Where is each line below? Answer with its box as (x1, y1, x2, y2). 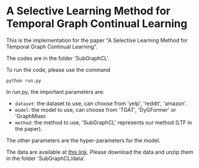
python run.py (6, 78, 42, 84)
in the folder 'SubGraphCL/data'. (6, 154, 86, 162)
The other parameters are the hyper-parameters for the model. (6, 136, 161, 144)
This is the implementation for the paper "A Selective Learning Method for (6, 36, 188, 44)
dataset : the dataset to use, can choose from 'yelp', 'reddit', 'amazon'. (14, 100, 187, 107)
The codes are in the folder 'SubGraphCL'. (6, 54, 110, 62)
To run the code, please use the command (6, 66, 111, 73)
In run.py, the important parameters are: (6, 88, 105, 95)
